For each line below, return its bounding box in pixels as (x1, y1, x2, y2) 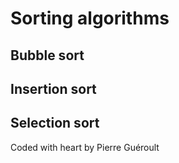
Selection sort (10, 115, 100, 132)
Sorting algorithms (10, 7, 170, 30)
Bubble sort (10, 47, 85, 64)
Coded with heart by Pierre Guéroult (10, 141, 160, 153)
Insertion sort (10, 80, 97, 97)
